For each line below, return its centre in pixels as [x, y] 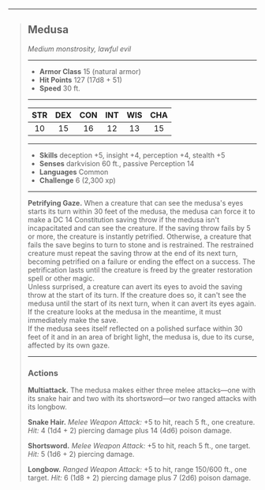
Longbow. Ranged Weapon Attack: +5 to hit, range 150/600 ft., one [137, 470]
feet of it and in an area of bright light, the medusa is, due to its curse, [141, 336]
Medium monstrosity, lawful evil [79, 49]
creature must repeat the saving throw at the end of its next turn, [132, 253]
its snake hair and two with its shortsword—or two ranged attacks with [142, 399]
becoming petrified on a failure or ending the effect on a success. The [141, 262]
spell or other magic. [61, 278]
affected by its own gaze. [69, 345]
